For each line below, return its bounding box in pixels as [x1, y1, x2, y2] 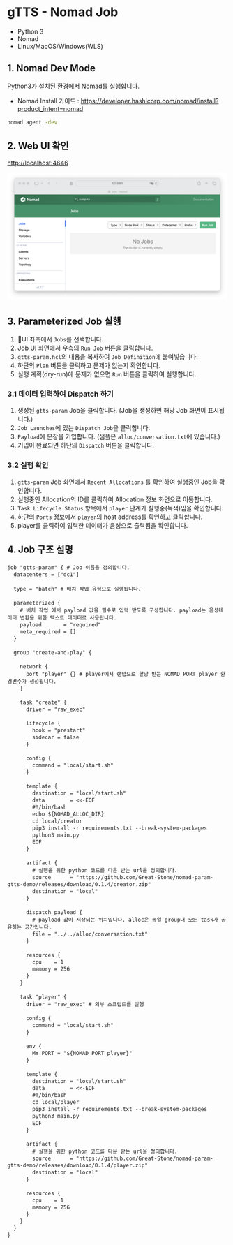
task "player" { [20, 993, 68, 1001]
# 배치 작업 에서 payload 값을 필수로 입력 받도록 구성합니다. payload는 [20, 607, 206, 614]
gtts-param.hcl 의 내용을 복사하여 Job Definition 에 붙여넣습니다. [17, 353, 199, 361]
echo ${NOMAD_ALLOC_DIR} [32, 811, 105, 818]
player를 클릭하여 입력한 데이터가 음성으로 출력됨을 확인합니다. [17, 521, 188, 529]
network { [20, 663, 49, 670]
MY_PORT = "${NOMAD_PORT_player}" [32, 1049, 133, 1056]
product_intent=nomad [17, 104, 84, 112]
